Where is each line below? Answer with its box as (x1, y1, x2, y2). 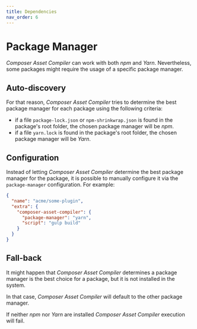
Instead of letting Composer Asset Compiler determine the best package (6, 169, 184, 176)
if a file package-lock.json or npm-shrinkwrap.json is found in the (14, 116, 173, 124)
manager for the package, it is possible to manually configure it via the (6, 175, 179, 182)
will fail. (6, 317, 25, 324)
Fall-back (6, 253, 42, 263)
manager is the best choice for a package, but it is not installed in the (6, 275, 175, 282)
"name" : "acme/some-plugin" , (11, 198, 84, 204)
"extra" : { (11, 203, 39, 210)
